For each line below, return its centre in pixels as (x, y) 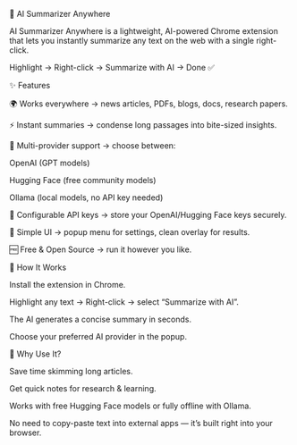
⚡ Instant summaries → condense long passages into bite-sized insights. (143, 125)
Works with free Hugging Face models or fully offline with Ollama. (131, 406)
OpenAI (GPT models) (50, 163)
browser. (25, 432)
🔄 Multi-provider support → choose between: (93, 146)
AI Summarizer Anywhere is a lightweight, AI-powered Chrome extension (144, 31)
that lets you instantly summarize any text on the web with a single (132, 41)
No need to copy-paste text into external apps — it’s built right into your (141, 423)
